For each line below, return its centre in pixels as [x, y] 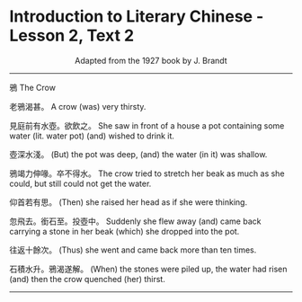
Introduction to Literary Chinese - [137, 17]
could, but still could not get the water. [80, 183]
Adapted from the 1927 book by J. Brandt [151, 60]
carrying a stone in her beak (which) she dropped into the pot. [124, 231]
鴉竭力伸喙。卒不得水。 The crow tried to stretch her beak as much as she [147, 173]
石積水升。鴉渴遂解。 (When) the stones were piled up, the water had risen [148, 269]
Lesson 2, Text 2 [72, 36]
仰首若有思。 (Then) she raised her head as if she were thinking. [129, 202]
